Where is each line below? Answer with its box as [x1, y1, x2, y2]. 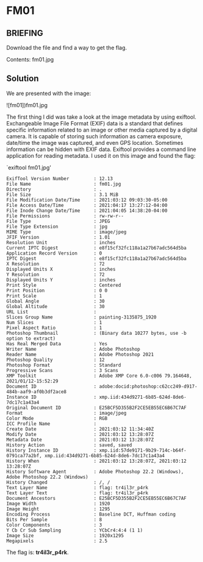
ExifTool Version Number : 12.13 [6, 175, 113, 181]
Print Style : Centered [6, 282, 121, 288]
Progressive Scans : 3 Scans [6, 367, 119, 373]
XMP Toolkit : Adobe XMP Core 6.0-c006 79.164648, [6, 373, 192, 379]
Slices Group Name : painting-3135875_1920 [6, 314, 157, 320]
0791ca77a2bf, [6, 452, 43, 458]
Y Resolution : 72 [6, 272, 105, 278]
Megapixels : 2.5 [6, 538, 108, 544]
